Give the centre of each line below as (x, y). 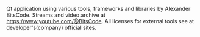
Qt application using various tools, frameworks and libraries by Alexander (98, 9)
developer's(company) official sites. (51, 27)
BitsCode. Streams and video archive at (56, 15)
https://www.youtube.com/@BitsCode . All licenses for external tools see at (100, 21)
